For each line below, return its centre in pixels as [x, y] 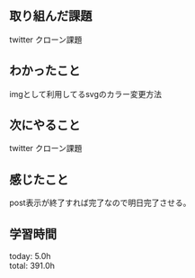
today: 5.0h [30, 256]
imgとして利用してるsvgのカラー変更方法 [85, 94]
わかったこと [45, 71]
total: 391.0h [32, 266]
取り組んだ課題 [51, 16]
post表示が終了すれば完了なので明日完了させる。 [100, 203]
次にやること [45, 126]
